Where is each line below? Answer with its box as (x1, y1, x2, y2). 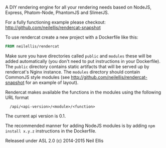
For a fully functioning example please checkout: (5, 19, 106, 25)
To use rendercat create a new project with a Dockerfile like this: (5, 34, 138, 40)
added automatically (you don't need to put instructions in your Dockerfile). (5, 58, 160, 64)
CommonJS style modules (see (5, 74, 70, 80)
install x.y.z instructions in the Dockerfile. (5, 127, 97, 134)
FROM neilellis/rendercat (5, 44, 59, 49)
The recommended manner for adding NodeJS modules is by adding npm (5, 122, 155, 128)
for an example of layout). (25, 79, 79, 85)
